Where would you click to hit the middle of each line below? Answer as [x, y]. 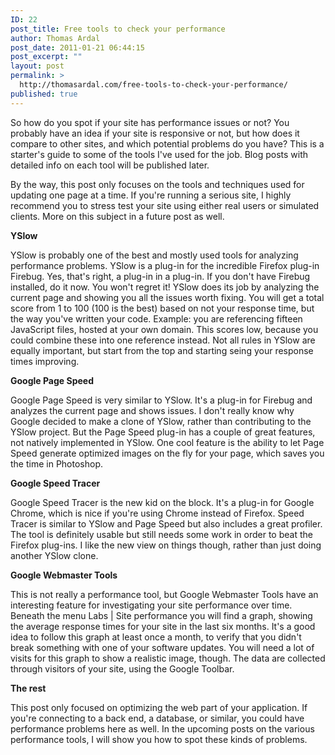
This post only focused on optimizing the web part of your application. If [159, 707]
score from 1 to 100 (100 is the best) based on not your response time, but [162, 308]
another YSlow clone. [54, 555]
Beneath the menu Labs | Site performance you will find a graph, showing [161, 615]
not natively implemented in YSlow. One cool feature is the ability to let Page [167, 442]
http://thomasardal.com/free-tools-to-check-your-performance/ [153, 85]
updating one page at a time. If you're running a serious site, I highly [151, 195]
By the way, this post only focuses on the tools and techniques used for [157, 184]
